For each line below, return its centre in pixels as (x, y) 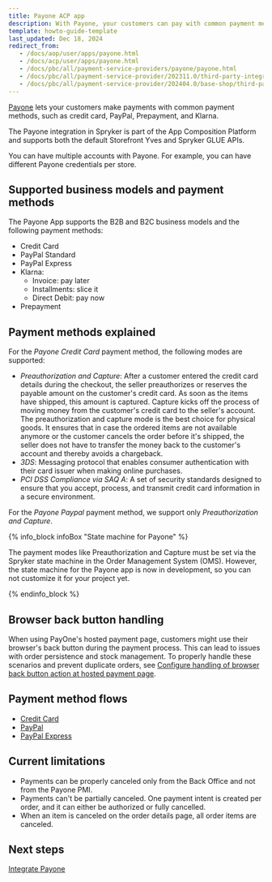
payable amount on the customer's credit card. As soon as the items (134, 394)
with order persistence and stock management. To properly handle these (130, 656)
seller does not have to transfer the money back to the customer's (130, 445)
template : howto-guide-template (63, 31)
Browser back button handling (86, 620)
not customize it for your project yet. (69, 579)
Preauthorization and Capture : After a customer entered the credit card (139, 376)
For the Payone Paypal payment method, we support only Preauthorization (134, 513)
